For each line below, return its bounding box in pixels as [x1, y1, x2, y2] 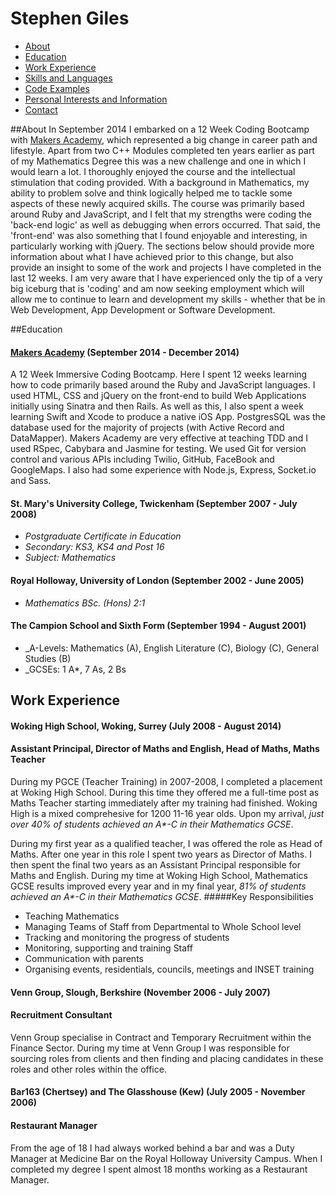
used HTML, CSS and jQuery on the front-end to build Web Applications [10, 390, 307, 402]
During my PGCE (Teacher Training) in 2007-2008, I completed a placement [10, 775, 323, 787]
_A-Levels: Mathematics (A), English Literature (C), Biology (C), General [24, 642, 320, 654]
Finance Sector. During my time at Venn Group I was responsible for [10, 1042, 290, 1054]
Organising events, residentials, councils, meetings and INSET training [24, 963, 315, 975]
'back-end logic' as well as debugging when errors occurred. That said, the [10, 218, 321, 231]
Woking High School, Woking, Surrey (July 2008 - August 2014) [10, 720, 282, 732]
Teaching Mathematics [24, 910, 120, 922]
